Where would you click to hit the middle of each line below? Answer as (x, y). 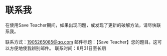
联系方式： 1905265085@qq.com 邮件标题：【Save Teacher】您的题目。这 (81, 42)
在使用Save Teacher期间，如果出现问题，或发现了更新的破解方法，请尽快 (81, 25)
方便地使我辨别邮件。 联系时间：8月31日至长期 (58, 48)
